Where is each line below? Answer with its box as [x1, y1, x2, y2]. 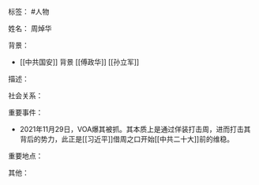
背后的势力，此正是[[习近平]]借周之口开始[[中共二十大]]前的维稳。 [19, 134, 235, 144]
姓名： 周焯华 [8, 24, 52, 33]
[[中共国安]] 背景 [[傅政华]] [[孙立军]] [19, 58, 140, 66]
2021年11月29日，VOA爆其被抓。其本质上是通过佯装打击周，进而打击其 [19, 125, 251, 134]
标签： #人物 [8, 7, 50, 16]
